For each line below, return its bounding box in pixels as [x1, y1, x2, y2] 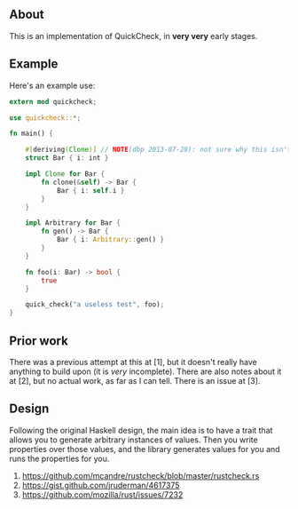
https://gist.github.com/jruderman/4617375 [21, 480, 180, 490]
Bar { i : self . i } [56, 186, 125, 195]
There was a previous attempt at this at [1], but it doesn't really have [9, 356, 257, 367]
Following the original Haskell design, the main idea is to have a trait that [9, 425, 273, 435]
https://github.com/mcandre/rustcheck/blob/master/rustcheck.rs [21, 470, 260, 481]
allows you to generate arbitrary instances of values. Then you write [9, 434, 259, 445]
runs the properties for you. [9, 453, 110, 464]
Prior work [9, 333, 68, 348]
